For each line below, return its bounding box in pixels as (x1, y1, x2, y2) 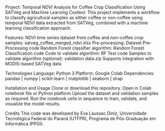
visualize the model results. (5, 101, 61, 106)
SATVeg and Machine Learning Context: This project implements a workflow (5, 9, 160, 15)
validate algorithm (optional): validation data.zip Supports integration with (5, 56, 154, 61)
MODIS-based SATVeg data (5, 61, 62, 66)
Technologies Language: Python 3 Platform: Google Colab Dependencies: (5, 70, 155, 76)
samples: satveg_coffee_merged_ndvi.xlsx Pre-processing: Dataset (5, 40, 142, 46)
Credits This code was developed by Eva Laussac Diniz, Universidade (5, 110, 147, 116)
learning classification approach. (5, 25, 71, 31)
